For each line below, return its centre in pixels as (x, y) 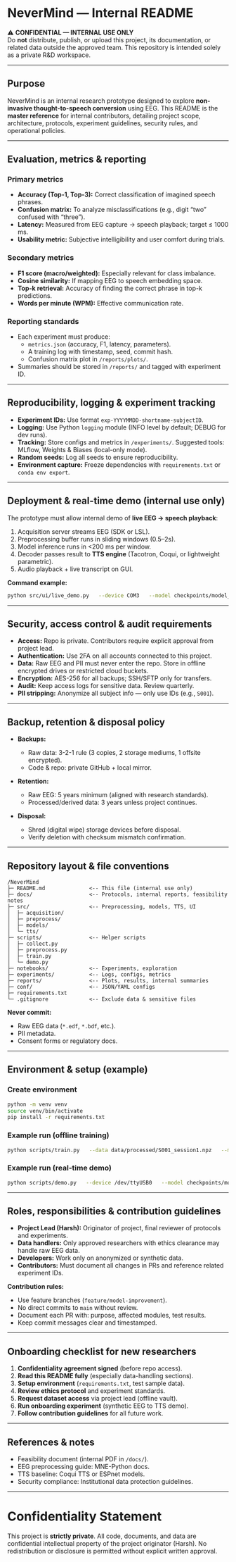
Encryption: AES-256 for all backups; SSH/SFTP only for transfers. (114, 678)
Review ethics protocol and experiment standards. (91, 1391)
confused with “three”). (51, 217)
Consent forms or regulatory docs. (67, 1041)
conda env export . (44, 472)
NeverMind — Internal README (100, 13)
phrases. (30, 202)
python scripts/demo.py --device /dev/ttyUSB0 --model (96, 1182)
